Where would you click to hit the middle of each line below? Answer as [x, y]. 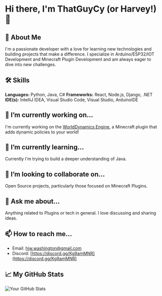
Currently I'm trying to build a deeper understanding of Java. [66, 159]
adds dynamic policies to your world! [42, 132]
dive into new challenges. [31, 65]
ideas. [11, 218]
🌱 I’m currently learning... [45, 147]
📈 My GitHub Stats [35, 274]
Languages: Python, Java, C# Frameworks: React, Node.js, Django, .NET [79, 94]
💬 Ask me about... [32, 201]
